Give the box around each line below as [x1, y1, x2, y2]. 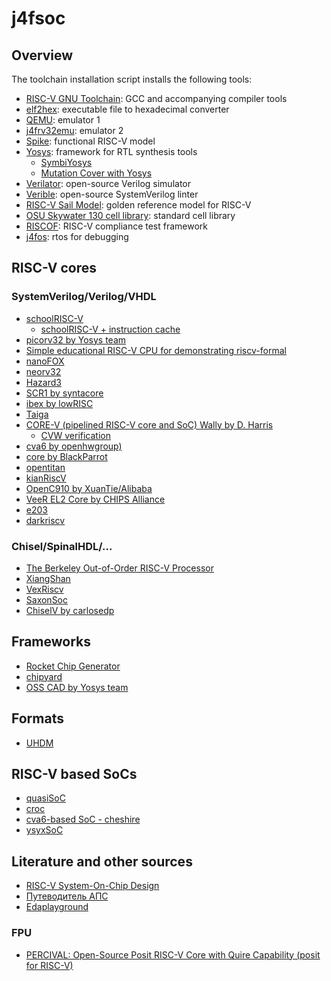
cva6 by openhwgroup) [25, 440, 123, 452]
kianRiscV [25, 472, 67, 484]
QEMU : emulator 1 [25, 114, 101, 126]
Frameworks [11, 633, 92, 651]
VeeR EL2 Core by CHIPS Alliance [25, 493, 166, 505]
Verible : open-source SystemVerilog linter [25, 188, 199, 200]
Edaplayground [25, 901, 89, 913]
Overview [11, 47, 74, 64]
